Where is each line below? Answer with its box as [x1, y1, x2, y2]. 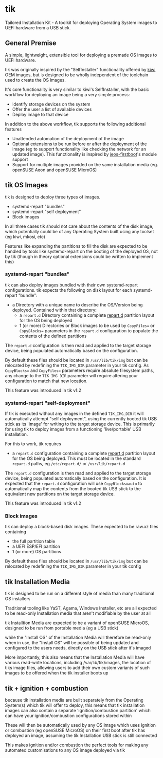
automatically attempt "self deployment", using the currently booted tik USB [5, 416, 157, 422]
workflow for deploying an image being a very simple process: [5, 91, 130, 97]
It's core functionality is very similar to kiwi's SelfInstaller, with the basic [5, 87, 149, 92]
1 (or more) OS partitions [12, 549, 62, 555]
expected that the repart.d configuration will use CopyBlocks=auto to [5, 480, 143, 487]
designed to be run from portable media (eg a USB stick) [5, 625, 119, 631]
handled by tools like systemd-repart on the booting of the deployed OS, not [5, 248, 158, 254]
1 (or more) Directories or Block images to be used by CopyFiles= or [19, 323, 155, 328]
